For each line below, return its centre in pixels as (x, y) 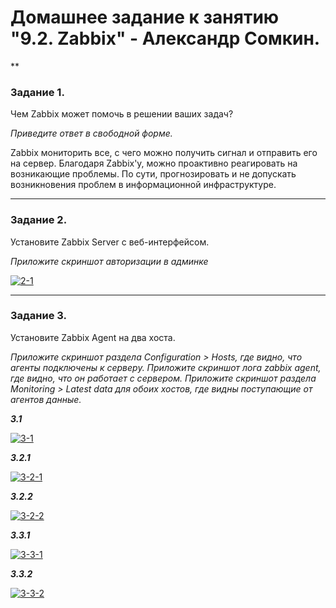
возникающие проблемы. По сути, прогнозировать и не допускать (153, 174)
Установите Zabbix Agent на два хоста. (93, 337)
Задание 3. (39, 316)
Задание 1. (37, 92)
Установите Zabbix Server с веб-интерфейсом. (110, 242)
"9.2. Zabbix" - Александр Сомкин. (165, 38)
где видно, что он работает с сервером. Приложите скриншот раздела (163, 378)
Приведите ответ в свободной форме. (91, 133)
